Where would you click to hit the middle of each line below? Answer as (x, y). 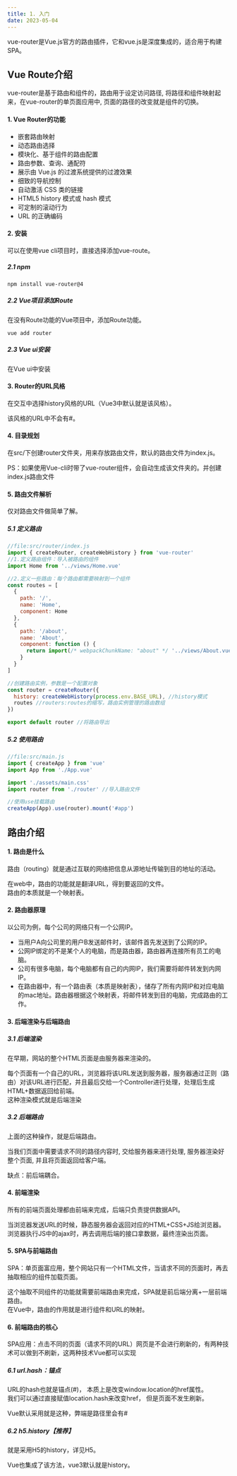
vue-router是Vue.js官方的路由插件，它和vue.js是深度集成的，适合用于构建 (115, 41)
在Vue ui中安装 (29, 369)
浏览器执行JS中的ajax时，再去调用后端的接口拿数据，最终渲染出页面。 (110, 1233)
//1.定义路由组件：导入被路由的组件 (53, 559)
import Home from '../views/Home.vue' (64, 566)
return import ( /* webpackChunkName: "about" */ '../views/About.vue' (130, 651)
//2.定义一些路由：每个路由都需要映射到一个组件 (69, 579)
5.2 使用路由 (25, 739)
